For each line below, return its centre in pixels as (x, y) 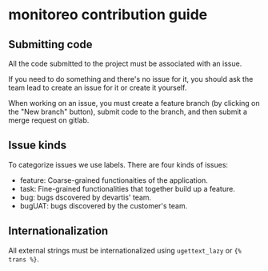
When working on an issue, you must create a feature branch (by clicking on (134, 103)
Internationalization (58, 231)
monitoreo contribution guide (108, 15)
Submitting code (51, 44)
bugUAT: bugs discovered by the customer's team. (104, 205)
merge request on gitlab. (49, 120)
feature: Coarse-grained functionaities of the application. (114, 180)
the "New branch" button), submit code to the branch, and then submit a (128, 111)
